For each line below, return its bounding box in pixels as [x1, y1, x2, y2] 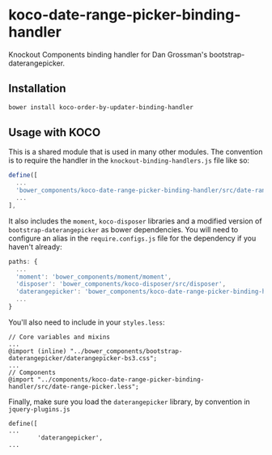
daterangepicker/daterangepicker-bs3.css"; [8, 354, 158, 362]
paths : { [8, 257, 38, 266]
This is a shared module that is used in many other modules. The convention [8, 147, 263, 157]
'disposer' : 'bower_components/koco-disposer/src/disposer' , [15, 280, 227, 288]
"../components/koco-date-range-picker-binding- [37, 375, 205, 384]
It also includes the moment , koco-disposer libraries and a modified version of [8, 216, 262, 226]
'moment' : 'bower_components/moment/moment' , [15, 273, 172, 281]
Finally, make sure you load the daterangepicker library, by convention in [8, 397, 251, 406]
